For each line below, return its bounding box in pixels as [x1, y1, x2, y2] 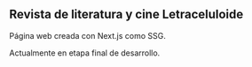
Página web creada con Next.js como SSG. [9, 30, 166, 41]
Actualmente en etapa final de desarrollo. [9, 48, 161, 58]
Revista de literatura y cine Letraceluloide [9, 7, 244, 22]
